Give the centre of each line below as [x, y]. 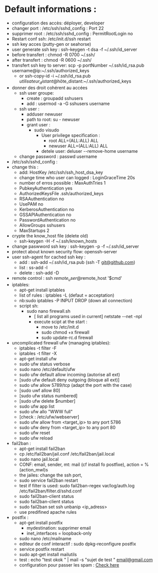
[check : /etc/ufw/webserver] [49, 417]
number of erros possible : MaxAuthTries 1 [62, 183]
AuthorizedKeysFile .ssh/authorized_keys [61, 193]
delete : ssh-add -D [39, 273]
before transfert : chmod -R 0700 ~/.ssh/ [53, 55]
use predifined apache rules [48, 512]
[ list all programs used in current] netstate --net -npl [88, 316]
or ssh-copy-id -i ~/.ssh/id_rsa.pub [55, 76]
